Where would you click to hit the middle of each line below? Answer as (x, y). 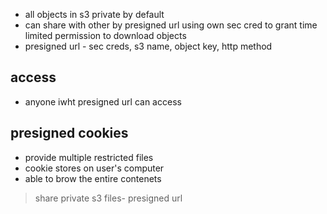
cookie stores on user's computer (94, 168)
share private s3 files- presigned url (108, 198)
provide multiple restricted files (89, 157)
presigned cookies (69, 133)
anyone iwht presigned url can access (103, 101)
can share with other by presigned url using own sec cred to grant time (171, 25)
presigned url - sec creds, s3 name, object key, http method (148, 46)
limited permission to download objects (105, 35)
